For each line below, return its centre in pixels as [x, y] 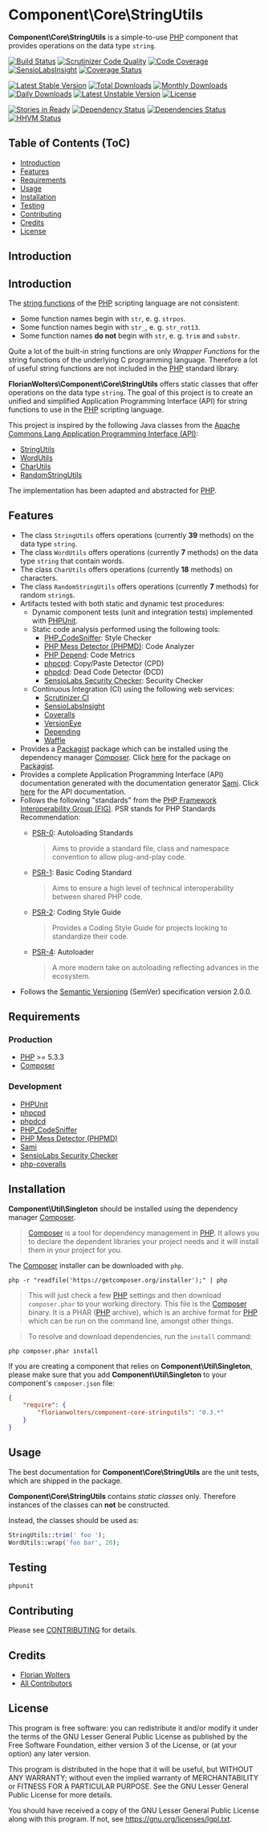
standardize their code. [90, 936]
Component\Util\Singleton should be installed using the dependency [123, 1209]
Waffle [55, 740]
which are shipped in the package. [65, 1481]
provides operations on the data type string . [82, 45]
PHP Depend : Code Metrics [89, 655]
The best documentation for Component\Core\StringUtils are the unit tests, [134, 1472]
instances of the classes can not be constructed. [89, 1505]
